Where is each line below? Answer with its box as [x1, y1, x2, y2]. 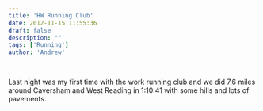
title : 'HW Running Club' [8, 11, 93, 20]
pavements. [8, 94, 47, 103]
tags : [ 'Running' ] [8, 41, 69, 49]
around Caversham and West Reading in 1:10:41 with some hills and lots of [8, 86, 250, 95]
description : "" [8, 33, 62, 42]
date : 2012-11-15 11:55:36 [8, 19, 97, 27]
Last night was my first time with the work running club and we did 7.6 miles [8, 77, 256, 86]
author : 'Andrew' [8, 48, 66, 56]
